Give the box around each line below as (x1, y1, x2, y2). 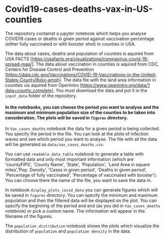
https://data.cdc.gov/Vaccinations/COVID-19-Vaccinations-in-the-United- (6, 71, 157, 77)
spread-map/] (5, 61, 34, 67)
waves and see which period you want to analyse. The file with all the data (5, 136, 157, 142)
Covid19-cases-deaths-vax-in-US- (5, 3, 153, 15)
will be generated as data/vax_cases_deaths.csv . (5, 141, 105, 147)
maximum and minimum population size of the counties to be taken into (5, 109, 156, 115)
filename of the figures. (5, 213, 53, 219)
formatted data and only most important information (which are (5, 156, 134, 162)
